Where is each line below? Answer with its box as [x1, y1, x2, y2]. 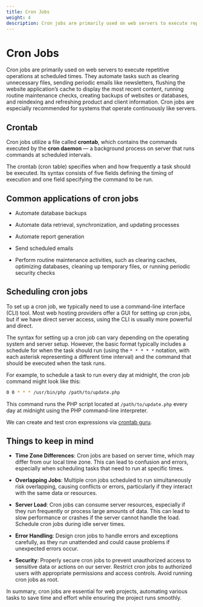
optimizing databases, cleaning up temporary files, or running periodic [14, 263, 191, 270]
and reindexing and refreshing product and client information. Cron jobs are [6, 98, 195, 106]
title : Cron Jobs [6, 8, 50, 15]
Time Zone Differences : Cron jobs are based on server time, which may [14, 452, 195, 459]
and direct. [6, 322, 33, 329]
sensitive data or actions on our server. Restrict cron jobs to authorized [14, 563, 192, 571]
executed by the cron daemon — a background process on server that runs [6, 145, 195, 152]
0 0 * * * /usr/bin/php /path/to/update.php [6, 389, 120, 395]
